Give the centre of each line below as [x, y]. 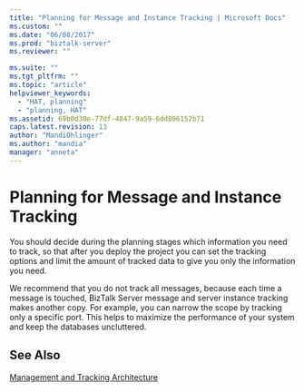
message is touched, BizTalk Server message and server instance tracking [149, 298]
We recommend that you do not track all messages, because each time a [146, 288]
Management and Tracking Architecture [84, 377]
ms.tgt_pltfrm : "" [44, 77]
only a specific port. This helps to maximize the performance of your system [152, 317]
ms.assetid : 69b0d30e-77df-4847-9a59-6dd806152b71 [107, 119]
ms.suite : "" [34, 68]
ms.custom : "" [36, 26]
